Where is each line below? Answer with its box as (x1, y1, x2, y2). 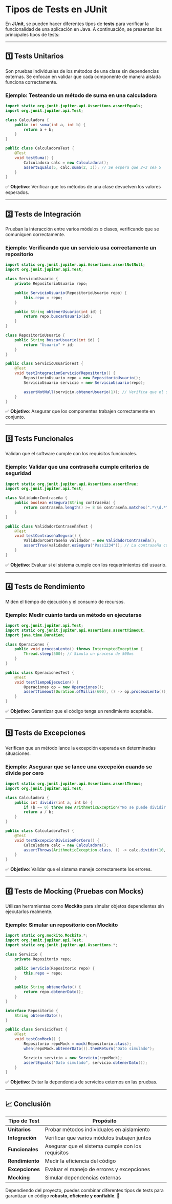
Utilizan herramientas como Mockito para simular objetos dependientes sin (5, 903, 164, 909)
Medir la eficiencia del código (45, 1157, 116, 1164)
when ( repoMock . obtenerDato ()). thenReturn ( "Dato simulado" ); (24, 1046, 155, 1051)
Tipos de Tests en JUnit (5, 4, 107, 15)
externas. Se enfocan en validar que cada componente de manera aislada (5, 73, 161, 80)
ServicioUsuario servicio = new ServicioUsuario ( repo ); (24, 380, 145, 385)
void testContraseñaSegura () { (14, 533, 81, 538)
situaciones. (5, 750, 31, 756)
